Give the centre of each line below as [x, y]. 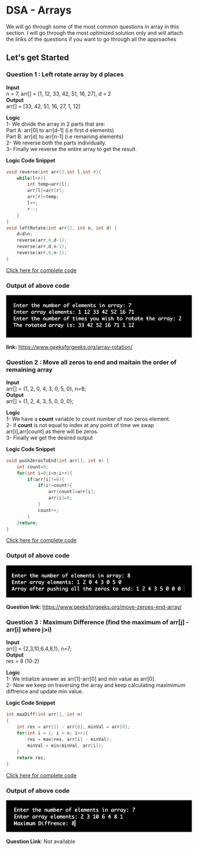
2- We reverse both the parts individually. [56, 143]
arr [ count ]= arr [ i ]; [72, 492]
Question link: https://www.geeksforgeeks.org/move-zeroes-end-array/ [94, 607]
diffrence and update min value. [45, 691]
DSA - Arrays [39, 10]
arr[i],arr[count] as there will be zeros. [52, 431]
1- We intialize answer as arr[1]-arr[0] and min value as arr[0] [80, 679]
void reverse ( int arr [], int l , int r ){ [54, 172]
